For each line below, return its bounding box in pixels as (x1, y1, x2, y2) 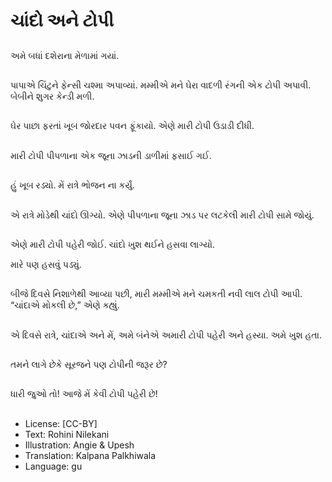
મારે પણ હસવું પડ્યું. (10, 258, 82, 270)
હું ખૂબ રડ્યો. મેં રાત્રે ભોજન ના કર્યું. (10, 179, 135, 191)
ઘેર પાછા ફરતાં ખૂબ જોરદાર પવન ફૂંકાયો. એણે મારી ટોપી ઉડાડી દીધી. (10, 120, 255, 132)
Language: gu (24, 460, 83, 472)
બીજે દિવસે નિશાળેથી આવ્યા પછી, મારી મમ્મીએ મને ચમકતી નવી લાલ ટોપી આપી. (10, 288, 303, 300)
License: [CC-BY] (24, 417, 98, 429)
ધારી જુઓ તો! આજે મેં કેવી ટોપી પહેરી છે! (10, 388, 158, 400)
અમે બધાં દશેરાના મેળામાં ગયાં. (10, 49, 120, 61)
